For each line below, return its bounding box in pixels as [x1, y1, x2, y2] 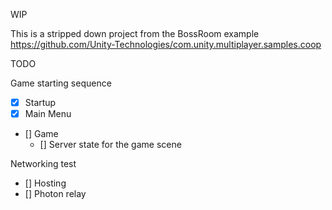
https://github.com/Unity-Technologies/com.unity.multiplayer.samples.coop [10, 39, 322, 50]
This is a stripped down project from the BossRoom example [10, 28, 260, 39]
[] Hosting [24, 177, 67, 189]
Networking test [10, 158, 77, 170]
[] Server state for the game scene [39, 139, 182, 151]
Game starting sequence [10, 77, 112, 89]
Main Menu [24, 108, 72, 120]
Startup [24, 97, 57, 108]
